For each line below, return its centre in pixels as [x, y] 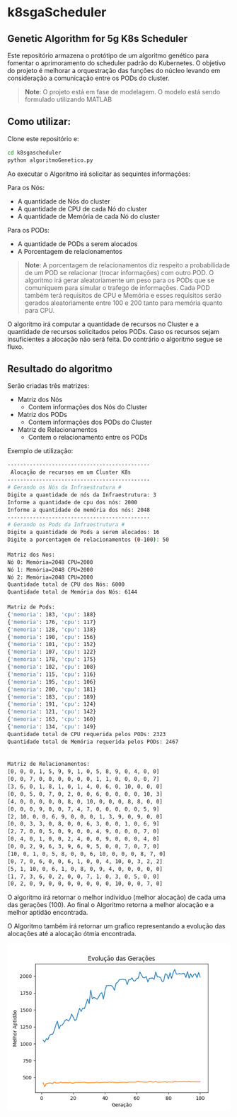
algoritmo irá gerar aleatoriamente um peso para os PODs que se [119, 280]
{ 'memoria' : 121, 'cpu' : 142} [52, 712]
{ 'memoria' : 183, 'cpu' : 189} [52, 697]
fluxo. [16, 346]
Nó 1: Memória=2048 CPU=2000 [50, 569]
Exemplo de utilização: [40, 451]
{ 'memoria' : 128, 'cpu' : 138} [52, 629]
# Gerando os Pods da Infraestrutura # [66, 525]
